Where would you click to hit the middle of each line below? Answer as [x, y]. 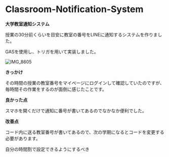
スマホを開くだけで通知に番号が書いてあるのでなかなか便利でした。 [76, 111]
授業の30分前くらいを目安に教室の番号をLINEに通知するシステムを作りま [81, 34]
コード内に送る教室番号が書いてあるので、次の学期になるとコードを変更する [85, 132]
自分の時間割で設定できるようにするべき [47, 149]
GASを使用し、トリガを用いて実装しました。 [52, 51]
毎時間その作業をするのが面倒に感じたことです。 [56, 89]
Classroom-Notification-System [74, 9]
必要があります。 [23, 138]
